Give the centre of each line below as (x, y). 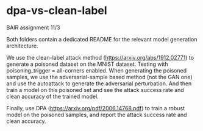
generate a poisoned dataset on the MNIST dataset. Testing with (87, 64)
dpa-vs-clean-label (57, 11)
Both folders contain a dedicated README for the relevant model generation (102, 39)
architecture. (22, 46)
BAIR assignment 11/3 (33, 27)
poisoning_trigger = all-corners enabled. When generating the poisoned (97, 70)
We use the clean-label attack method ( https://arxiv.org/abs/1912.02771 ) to (100, 57)
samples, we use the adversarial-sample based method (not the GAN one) (99, 77)
